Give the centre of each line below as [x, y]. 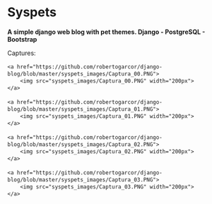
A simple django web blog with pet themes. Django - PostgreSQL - [106, 32]
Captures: [22, 53]
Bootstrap [22, 39]
